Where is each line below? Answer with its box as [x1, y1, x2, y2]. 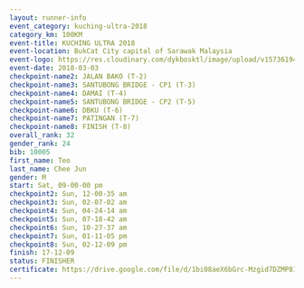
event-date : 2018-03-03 [9, 64, 100, 73]
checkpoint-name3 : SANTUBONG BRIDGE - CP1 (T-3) [9, 80, 196, 89]
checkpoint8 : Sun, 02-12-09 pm [9, 240, 128, 249]
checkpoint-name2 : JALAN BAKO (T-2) [9, 72, 147, 81]
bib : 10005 [9, 147, 51, 156]
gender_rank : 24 [9, 139, 71, 148]
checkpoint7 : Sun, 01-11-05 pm [9, 231, 128, 240]
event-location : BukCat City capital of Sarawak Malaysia [9, 47, 233, 56]
